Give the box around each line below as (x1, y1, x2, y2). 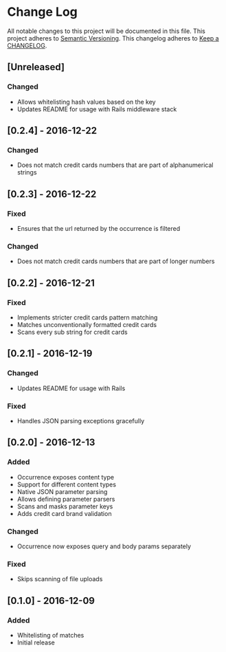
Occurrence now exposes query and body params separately (16, 542, 191, 550)
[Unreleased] (7, 61, 65, 73)
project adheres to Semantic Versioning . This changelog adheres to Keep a (7, 34, 219, 42)
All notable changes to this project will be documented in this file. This (7, 27, 206, 35)
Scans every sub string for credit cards (16, 328, 128, 336)
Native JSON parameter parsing (16, 487, 108, 495)
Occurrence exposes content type (16, 473, 115, 481)
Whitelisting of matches (16, 631, 84, 639)
